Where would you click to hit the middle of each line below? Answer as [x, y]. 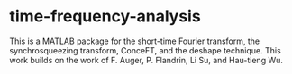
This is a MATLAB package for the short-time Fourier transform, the [134, 41]
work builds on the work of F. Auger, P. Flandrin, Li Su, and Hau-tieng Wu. [146, 60]
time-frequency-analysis [105, 16]
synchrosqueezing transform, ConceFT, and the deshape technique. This [145, 50]
